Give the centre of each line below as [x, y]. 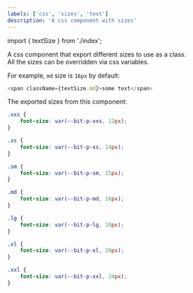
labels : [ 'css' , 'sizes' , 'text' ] [58, 14]
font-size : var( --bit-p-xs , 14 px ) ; [72, 147]
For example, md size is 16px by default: [64, 76]
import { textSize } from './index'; [55, 40]
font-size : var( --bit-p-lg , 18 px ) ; [72, 225]
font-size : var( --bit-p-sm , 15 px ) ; [72, 173]
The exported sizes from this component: [67, 102]
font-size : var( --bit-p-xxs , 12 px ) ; [74, 121]
